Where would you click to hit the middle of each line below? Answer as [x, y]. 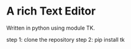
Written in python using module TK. [51, 28]
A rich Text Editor [51, 11]
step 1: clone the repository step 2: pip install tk [65, 39]
